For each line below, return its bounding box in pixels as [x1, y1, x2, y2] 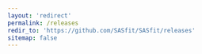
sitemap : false [7, 33, 58, 42]
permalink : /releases [7, 19, 79, 27]
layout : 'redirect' [7, 11, 72, 20]
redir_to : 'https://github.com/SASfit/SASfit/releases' [7, 26, 196, 34]
